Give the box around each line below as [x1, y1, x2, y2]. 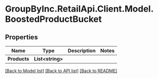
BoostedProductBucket [5, 14, 102, 25]
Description [68, 47, 96, 54]
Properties [5, 33, 38, 41]
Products [7, 56, 29, 62]
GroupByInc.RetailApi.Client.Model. [5, 3, 154, 15]
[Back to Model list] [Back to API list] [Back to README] [5, 68, 117, 74]
